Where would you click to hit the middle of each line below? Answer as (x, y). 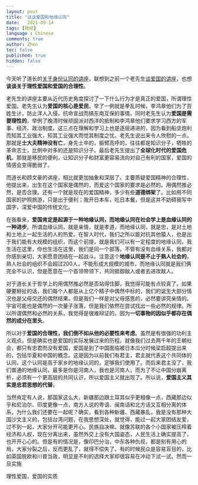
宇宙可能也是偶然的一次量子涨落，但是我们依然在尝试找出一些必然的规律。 (96, 306)
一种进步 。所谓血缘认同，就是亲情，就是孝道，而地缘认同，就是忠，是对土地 (99, 227)
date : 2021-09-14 (30, 22)
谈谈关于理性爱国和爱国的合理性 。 (47, 86)
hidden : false (24, 61)
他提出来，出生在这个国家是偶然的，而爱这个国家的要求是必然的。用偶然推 (96, 185)
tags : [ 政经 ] (21, 28)
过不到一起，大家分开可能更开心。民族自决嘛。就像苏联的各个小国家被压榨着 (99, 427)
